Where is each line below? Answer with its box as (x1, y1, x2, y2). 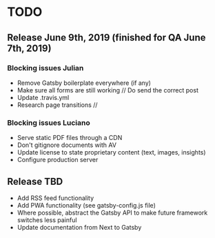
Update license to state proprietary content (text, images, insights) (17, 148, 206, 157)
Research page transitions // (17, 101, 98, 109)
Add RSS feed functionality (17, 194, 94, 202)
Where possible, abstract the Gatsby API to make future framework (17, 208, 208, 217)
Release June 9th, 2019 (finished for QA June (7, 32, 206, 43)
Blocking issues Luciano (7, 118, 91, 128)
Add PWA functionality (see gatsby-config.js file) (17, 201, 156, 209)
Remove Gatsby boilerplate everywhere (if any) (17, 79, 152, 87)
